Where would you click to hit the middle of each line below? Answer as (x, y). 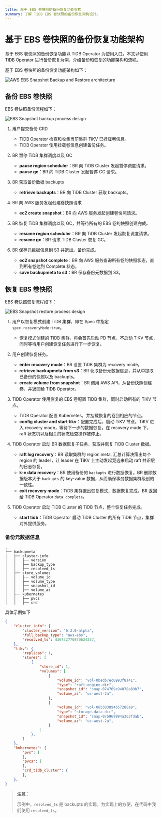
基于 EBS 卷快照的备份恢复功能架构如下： (46, 70)
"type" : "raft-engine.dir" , (85, 685)
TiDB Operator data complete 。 (56, 497)
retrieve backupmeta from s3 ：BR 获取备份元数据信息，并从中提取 (86, 371)
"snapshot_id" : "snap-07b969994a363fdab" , (100, 716)
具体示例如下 (18, 612)
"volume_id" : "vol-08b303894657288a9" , (97, 707)
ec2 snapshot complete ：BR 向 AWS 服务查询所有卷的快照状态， (84, 261)
